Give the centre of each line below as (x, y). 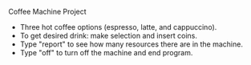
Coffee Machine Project (47, 12)
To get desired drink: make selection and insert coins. (109, 36)
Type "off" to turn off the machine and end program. (106, 53)
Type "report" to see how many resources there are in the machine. (131, 44)
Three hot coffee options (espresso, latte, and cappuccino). (118, 27)
